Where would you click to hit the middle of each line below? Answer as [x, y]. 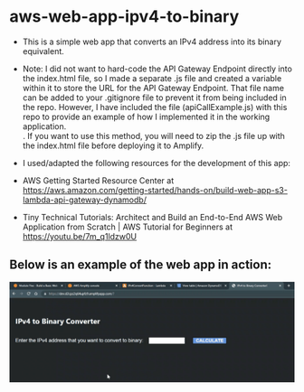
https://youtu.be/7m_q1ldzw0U [80, 236]
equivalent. [43, 51]
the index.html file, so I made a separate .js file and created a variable [152, 78]
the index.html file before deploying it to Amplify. [113, 145]
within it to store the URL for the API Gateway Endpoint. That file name [153, 88]
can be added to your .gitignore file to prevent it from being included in [154, 98]
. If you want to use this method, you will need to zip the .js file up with [153, 135]
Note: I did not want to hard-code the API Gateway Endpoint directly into [157, 69]
